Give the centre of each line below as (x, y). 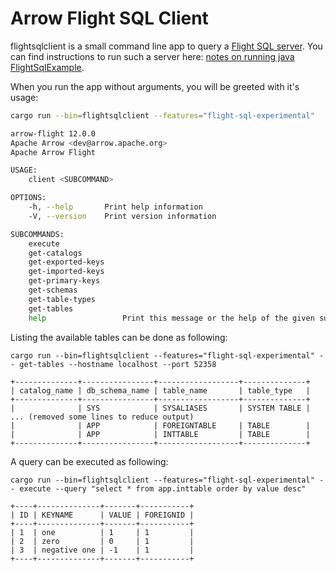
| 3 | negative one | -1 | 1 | (102, 550)
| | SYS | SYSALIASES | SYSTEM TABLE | (160, 408)
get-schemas (53, 290)
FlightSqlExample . (47, 67)
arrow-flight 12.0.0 (53, 133)
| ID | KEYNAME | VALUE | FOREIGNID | (102, 515)
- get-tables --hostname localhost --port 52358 (113, 364)
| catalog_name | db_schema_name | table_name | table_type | (160, 390)
